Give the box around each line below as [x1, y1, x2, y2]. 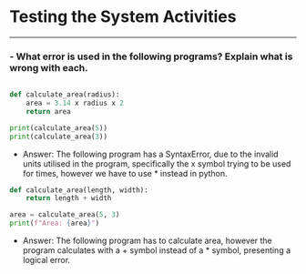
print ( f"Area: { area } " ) [9, 218, 100, 228]
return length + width [25, 194, 112, 203]
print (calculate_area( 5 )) [9, 123, 107, 133]
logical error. [22, 255, 71, 266]
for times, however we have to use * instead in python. [22, 167, 228, 178]
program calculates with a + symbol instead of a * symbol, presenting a [22, 245, 291, 256]
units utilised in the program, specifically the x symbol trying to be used [22, 157, 291, 169]
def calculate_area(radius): [9, 90, 120, 99]
